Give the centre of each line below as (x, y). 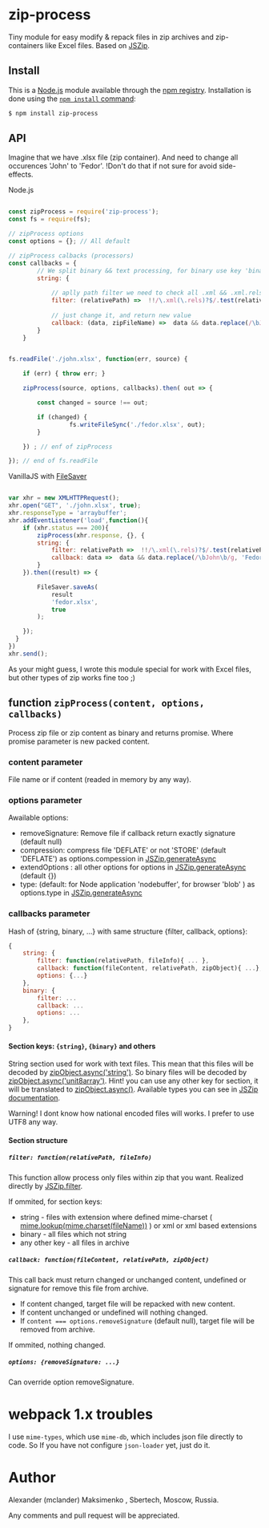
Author (32, 1477)
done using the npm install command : (72, 99)
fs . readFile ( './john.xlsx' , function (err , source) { (98, 359)
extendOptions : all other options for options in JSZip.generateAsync (133, 867)
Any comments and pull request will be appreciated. (94, 1515)
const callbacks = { (43, 263)
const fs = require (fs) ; (50, 219)
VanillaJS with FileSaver (48, 476)
